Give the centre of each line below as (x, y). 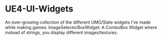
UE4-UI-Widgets (39, 9)
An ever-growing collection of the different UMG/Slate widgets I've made (78, 22)
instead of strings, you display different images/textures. (61, 32)
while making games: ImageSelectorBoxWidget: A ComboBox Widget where (81, 27)
